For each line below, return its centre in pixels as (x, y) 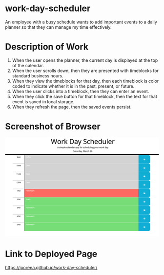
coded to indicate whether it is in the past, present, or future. (73, 86)
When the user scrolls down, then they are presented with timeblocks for (85, 71)
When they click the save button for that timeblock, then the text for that (84, 96)
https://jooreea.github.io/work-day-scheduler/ (51, 267)
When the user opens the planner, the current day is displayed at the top (85, 60)
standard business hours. (38, 75)
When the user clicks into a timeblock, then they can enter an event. (81, 91)
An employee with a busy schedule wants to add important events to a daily (81, 22)
